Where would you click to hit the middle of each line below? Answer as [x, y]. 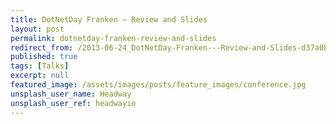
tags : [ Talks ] [40, 66]
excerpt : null [40, 76]
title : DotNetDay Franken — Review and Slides [109, 19]
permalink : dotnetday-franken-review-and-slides [113, 38]
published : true [44, 57]
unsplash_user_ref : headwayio [73, 103]
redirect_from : [42, 47]
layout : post [37, 29]
